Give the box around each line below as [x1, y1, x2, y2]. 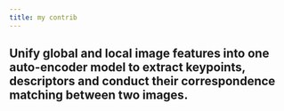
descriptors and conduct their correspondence [9, 74, 276, 89]
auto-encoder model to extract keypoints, [9, 59, 247, 75]
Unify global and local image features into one [9, 46, 270, 61]
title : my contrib [9, 12, 77, 22]
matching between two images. [9, 88, 189, 103]
